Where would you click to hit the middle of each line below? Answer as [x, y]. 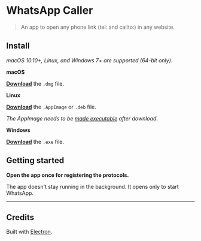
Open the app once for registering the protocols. [68, 175]
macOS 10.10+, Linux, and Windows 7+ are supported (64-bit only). [89, 60]
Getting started [35, 160]
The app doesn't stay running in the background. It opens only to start [93, 186]
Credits [20, 217]
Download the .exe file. [35, 141]
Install [18, 46]
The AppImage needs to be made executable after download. [82, 118]
